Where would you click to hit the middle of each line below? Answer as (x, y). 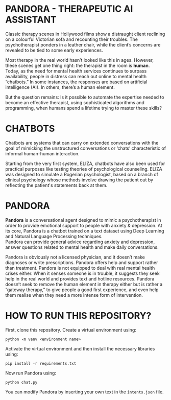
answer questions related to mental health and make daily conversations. (82, 247)
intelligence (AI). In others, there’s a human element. (60, 87)
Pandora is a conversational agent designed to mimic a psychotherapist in (83, 220)
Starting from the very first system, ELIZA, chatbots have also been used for (85, 163)
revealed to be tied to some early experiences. (54, 50)
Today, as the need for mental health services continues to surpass (76, 71)
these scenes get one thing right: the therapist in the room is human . (78, 65)
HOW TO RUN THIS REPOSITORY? (78, 316)
